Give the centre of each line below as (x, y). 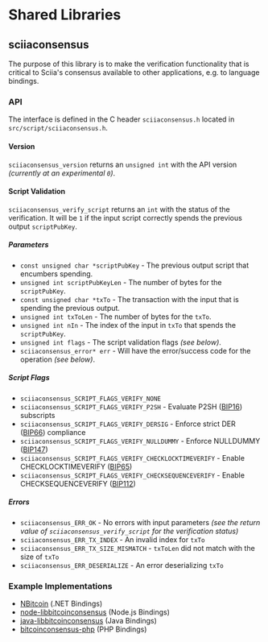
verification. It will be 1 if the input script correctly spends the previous (126, 217)
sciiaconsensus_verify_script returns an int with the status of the (120, 209)
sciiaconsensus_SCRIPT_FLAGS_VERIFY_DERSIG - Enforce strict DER (128, 424)
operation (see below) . (57, 359)
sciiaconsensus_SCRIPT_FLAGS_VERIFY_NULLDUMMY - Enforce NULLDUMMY (140, 441)
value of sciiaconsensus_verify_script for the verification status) (129, 531)
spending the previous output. (70, 308)
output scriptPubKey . (43, 226)
